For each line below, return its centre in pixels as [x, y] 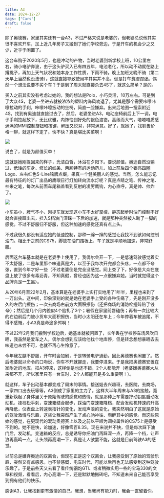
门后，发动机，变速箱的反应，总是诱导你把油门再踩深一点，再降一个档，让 [80, 433]
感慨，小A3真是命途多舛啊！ [42, 323]
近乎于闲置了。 [29, 50]
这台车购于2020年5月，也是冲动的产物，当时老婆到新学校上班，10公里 [76, 60]
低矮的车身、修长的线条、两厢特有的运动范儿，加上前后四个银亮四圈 [82, 168]
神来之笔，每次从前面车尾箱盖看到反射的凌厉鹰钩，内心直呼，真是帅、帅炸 [80, 186]
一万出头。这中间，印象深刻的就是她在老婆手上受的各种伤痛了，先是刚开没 [80, 298]
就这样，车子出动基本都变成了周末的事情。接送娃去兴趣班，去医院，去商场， [82, 385]
